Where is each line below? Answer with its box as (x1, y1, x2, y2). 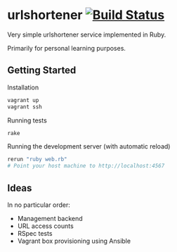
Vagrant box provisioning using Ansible (17, 237, 131, 245)
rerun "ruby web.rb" (7, 156, 68, 163)
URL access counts (17, 222, 74, 230)
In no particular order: (7, 201, 70, 209)
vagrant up (7, 96, 39, 103)
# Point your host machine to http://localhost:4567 (7, 163, 165, 170)
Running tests (7, 116, 47, 125)
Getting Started (7, 64, 77, 77)
